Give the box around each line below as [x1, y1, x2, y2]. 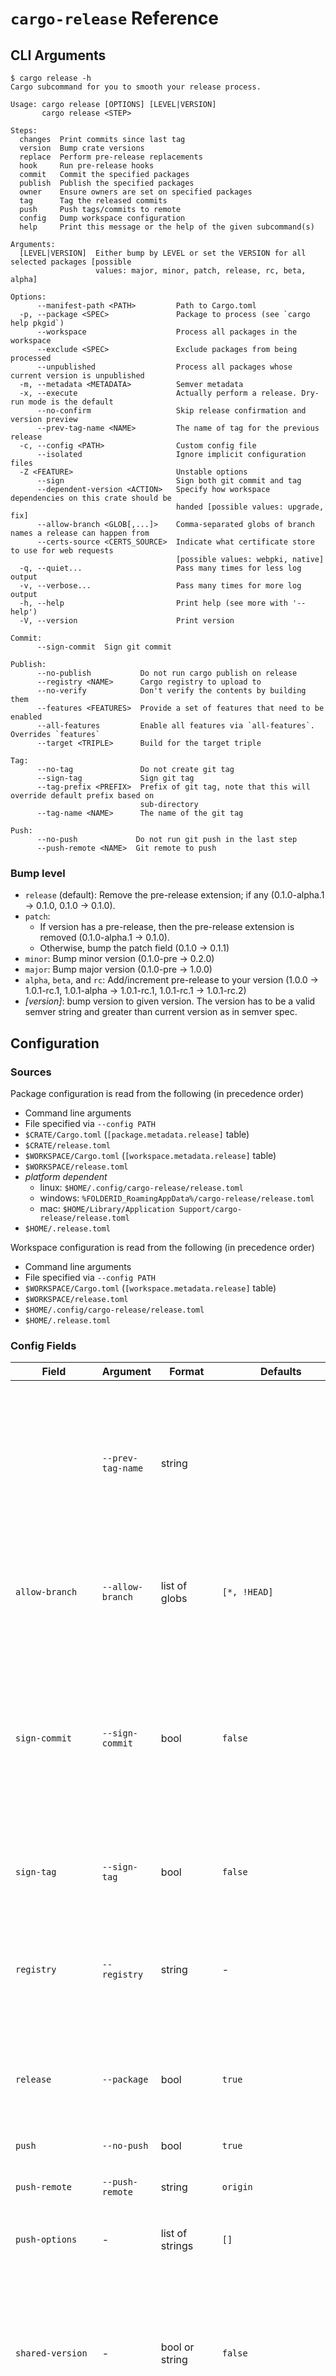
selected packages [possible [10, 257, 132, 267]
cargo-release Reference [10, 7, 219, 30]
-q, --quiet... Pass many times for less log [19, 563, 302, 573]
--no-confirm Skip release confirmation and [36, 406, 307, 416]
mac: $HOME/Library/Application [39, 1202, 175, 1214]
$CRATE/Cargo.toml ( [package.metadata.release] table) [24, 1128, 250, 1140]
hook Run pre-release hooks [19, 161, 155, 171]
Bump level [10, 866, 66, 880]
